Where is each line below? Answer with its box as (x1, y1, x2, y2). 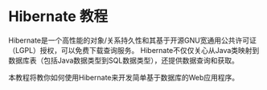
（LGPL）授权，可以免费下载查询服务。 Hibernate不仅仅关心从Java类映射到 (8, 45, 260, 55)
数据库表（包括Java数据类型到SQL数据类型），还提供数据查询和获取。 (8, 55, 239, 65)
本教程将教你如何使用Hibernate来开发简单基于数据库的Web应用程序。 (8, 72, 240, 82)
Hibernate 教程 (8, 7, 109, 26)
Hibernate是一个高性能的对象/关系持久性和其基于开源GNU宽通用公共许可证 (8, 35, 257, 45)
